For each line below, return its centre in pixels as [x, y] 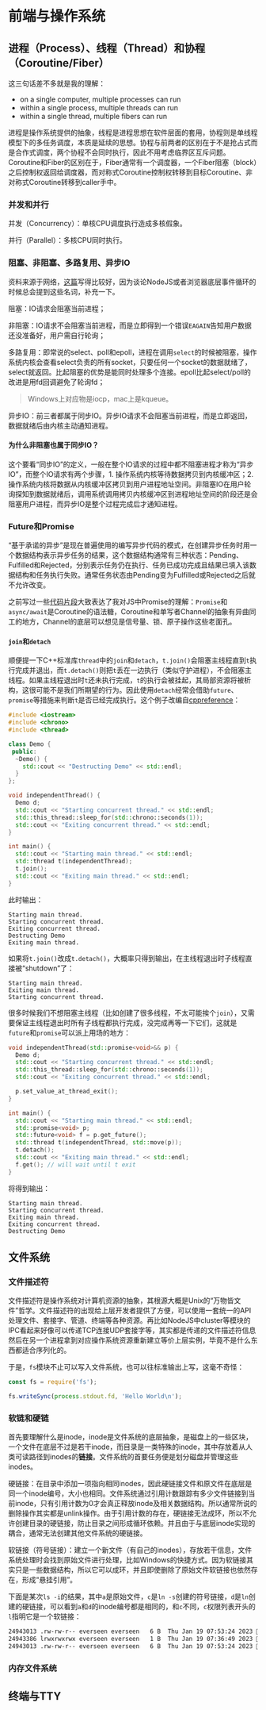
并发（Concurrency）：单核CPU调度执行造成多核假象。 [98, 224]
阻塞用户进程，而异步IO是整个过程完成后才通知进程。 [95, 504]
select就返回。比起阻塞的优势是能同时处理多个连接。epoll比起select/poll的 [130, 372]
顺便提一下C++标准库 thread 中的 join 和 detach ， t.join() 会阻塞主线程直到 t [129, 660]
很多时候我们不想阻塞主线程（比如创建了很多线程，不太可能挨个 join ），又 [128, 1013]
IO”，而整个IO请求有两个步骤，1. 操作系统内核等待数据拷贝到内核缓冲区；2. [131, 474]
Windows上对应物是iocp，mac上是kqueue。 [100, 398]
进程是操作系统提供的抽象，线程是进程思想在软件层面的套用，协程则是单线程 [133, 133]
